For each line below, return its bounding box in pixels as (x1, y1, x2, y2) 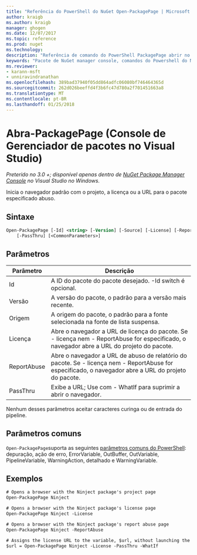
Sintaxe (6, 212, 35, 222)
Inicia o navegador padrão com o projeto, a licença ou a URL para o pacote (6, 189, 188, 196)
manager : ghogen (6, 25, 46, 31)
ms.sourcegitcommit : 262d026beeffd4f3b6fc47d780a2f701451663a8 (6, 85, 164, 91)
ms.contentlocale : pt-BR (6, 96, 67, 102)
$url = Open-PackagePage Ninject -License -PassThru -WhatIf (6, 543, 159, 549)
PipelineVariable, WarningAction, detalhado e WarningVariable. (6, 456, 158, 464)
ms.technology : (6, 47, 43, 53)
